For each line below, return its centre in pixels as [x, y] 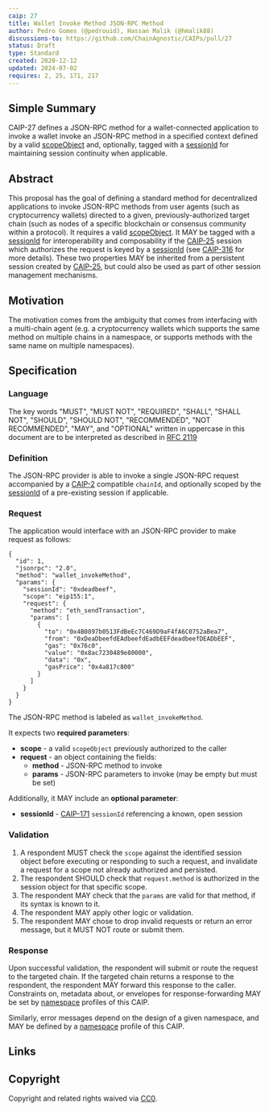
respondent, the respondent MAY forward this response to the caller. [122, 985]
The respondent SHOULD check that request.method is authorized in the [140, 878]
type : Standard [34, 53]
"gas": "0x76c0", [73, 646]
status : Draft [32, 46]
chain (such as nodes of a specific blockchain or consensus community [128, 224]
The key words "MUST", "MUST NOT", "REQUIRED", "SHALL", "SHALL [125, 411]
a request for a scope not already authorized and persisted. [118, 869]
